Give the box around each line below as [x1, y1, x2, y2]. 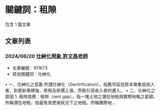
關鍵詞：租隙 [5, 4, 57, 16]
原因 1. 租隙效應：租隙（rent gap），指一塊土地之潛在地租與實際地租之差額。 [5, 93, 158, 99]
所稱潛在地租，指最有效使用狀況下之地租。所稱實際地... [5, 99, 116, 105]
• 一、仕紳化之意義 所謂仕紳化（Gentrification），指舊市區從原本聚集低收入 [5, 81, 155, 87]
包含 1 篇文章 [5, 21, 31, 27]
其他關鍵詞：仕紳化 [12, 71, 51, 77]
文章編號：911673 [12, 65, 48, 71]
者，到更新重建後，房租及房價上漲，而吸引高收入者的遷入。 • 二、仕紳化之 [5, 87, 155, 93]
